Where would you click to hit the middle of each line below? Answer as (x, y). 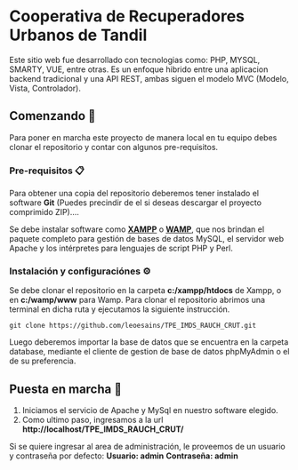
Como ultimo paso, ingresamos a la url (93, 420)
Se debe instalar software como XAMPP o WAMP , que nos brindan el (137, 229)
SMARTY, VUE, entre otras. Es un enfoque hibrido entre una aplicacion (139, 69)
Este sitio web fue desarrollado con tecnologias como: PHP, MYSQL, (135, 60)
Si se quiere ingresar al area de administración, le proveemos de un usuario (148, 447)
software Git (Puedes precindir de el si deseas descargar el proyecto (136, 203)
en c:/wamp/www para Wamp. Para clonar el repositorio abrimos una (137, 300)
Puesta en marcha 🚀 (66, 389)
